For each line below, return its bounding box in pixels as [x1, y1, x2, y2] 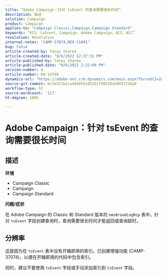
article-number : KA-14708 [5, 72, 59, 77]
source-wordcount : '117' [5, 91, 57, 95]
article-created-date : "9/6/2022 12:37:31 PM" [5, 53, 103, 59]
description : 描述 [5, 12, 42, 17]
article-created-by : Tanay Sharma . [5, 49, 81, 54]
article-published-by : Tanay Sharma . [5, 58, 85, 63]
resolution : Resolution [5, 35, 55, 40]
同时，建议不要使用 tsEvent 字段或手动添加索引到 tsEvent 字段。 [5, 265, 137, 271]
